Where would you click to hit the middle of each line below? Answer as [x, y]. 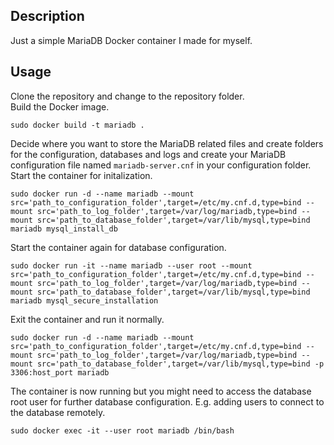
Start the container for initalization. [81, 175]
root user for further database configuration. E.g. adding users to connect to [167, 401]
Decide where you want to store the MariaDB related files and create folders [167, 143]
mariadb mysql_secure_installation [84, 300]
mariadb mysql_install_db [64, 229]
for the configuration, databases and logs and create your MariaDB [148, 154]
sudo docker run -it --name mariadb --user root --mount [131, 265]
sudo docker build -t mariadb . [77, 125]
